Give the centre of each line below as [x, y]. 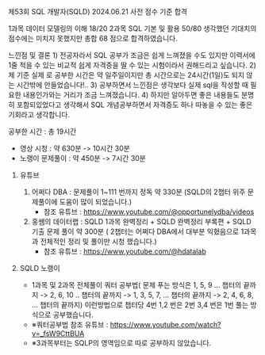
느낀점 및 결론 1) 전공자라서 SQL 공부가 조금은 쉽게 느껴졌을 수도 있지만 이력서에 [132, 55]
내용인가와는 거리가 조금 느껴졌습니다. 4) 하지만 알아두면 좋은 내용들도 [131, 95]
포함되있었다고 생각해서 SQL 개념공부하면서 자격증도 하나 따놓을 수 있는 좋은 [134, 105]
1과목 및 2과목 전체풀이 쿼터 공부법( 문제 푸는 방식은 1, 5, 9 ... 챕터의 [136, 285]
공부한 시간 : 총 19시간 [42, 132]
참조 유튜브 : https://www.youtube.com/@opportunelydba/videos [149, 212]
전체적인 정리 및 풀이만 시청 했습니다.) [98, 241]
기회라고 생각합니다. [39, 115]
